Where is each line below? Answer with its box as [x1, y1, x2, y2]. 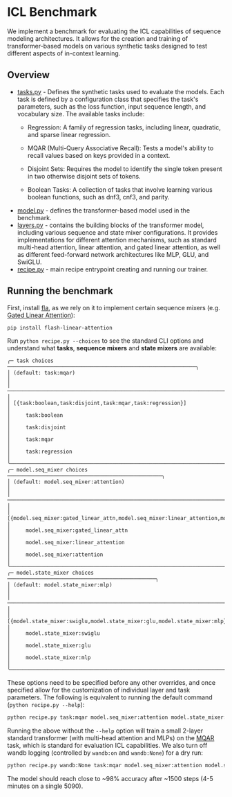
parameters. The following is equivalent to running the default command [7, 693, 213, 701]
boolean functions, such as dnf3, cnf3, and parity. [27, 192, 170, 201]
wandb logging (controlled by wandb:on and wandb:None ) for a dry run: [7, 749, 204, 757]
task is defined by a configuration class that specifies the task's [17, 95, 199, 103]
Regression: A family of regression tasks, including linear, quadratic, [27, 123, 221, 132]
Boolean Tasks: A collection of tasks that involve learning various [27, 185, 213, 194]
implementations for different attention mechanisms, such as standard [17, 235, 217, 244]
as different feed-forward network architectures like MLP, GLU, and [17, 250, 209, 258]
